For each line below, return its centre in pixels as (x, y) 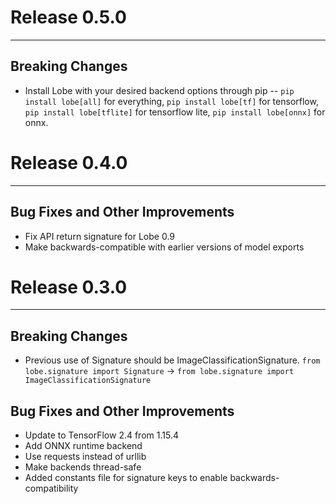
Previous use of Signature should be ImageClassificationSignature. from (172, 360)
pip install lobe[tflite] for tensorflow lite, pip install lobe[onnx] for (175, 112)
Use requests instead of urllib (85, 457)
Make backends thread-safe (83, 467)
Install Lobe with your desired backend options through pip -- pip (159, 90)
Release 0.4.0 (69, 162)
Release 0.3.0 (69, 287)
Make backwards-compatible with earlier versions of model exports (164, 247)
